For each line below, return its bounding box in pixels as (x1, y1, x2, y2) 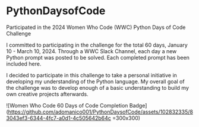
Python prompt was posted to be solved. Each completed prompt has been (6, 54, 190, 61)
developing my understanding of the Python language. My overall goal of (6, 78, 185, 85)
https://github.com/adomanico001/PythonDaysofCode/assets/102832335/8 (8, 108, 193, 115)
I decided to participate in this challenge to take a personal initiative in (6, 71, 177, 79)
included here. (6, 60, 42, 67)
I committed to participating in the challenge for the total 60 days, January (6, 41, 188, 48)
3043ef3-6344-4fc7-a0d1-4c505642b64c (6, 114, 112, 122)
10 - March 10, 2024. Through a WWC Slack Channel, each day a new (6, 47, 177, 54)
